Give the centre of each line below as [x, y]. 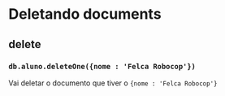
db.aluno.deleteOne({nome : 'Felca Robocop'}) [102, 66]
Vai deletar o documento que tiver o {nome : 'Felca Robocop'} [113, 83]
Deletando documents [85, 14]
